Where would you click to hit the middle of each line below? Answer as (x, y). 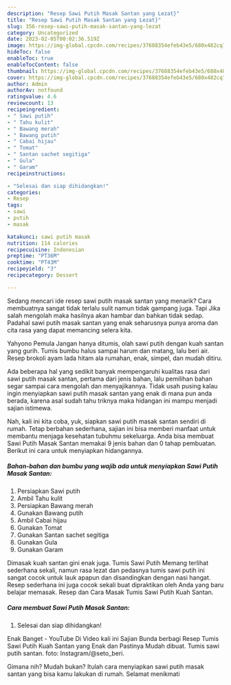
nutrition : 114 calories (43, 243)
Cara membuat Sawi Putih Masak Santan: (69, 608)
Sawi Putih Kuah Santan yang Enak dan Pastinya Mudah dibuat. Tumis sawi (113, 646)
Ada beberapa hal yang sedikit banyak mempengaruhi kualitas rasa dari (109, 371)
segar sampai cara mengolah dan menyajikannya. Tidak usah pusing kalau (112, 386)
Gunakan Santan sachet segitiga (63, 535)
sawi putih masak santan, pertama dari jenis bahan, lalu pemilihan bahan (110, 379)
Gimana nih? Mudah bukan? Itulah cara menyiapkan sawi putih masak (106, 666)
